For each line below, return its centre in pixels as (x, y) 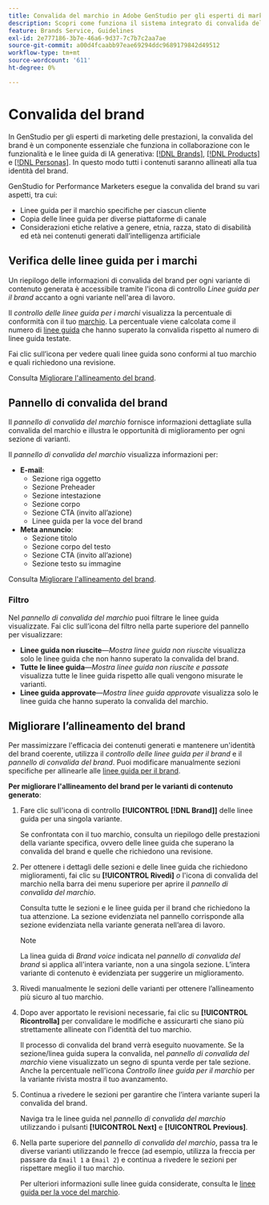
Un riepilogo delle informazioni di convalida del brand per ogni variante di (129, 280)
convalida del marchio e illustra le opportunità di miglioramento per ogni (127, 431)
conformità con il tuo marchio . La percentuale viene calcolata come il (122, 321)
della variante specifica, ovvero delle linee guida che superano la (127, 843)
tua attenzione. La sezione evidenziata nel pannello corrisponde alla (132, 917)
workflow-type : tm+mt (44, 53)
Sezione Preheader (64, 487)
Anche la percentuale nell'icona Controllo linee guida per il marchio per (137, 1070)
